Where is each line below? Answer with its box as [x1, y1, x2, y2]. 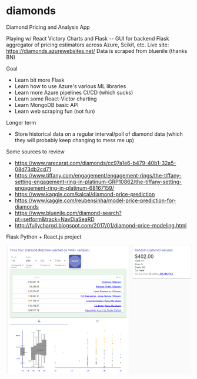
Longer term [6, 119, 36, 126]
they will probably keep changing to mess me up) [14, 136, 134, 143]
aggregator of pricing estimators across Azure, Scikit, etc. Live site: [6, 41, 169, 48]
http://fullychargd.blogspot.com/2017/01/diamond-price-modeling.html [14, 222, 187, 229]
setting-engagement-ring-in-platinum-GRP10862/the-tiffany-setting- [14, 178, 182, 185]
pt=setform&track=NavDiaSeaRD [14, 216, 95, 223]
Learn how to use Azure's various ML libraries [14, 82, 126, 89]
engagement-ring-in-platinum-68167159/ [14, 184, 115, 192]
